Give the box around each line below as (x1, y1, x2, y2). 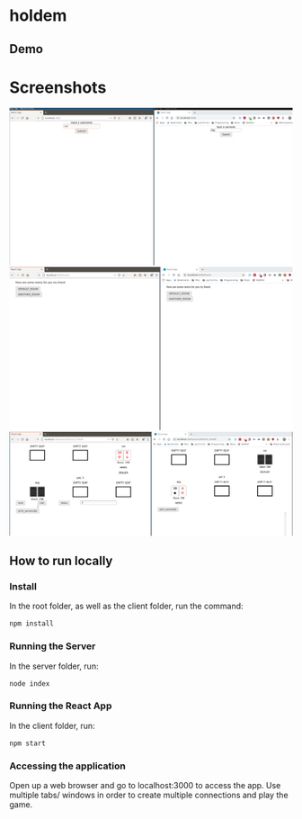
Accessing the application (9, 760, 126, 772)
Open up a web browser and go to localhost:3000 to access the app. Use (9, 780, 281, 791)
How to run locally (9, 553, 113, 568)
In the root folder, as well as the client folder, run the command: (9, 600, 244, 612)
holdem (9, 5, 67, 26)
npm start (9, 739, 47, 748)
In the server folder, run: (9, 661, 99, 671)
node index (9, 679, 50, 688)
